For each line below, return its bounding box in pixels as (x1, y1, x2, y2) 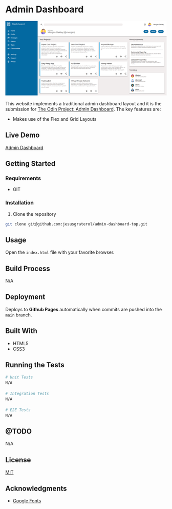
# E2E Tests (5, 407, 31, 412)
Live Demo (5, 131, 40, 140)
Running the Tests (5, 361, 65, 369)
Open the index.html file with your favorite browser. (5, 249, 115, 255)
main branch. (5, 312, 32, 318)
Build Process (5, 264, 50, 273)
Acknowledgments (5, 484, 68, 493)
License (5, 456, 31, 464)
